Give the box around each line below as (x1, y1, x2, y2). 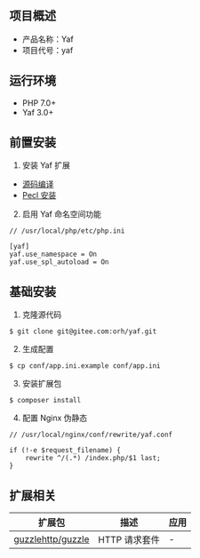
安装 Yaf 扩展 (21, 160, 71, 171)
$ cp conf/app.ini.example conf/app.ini (9, 362, 162, 371)
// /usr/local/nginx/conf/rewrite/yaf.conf (9, 430, 173, 440)
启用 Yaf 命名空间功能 (21, 209, 102, 219)
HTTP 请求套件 (97, 534, 160, 546)
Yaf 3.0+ (21, 107, 54, 117)
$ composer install (9, 396, 82, 405)
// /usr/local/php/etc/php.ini (9, 227, 125, 235)
